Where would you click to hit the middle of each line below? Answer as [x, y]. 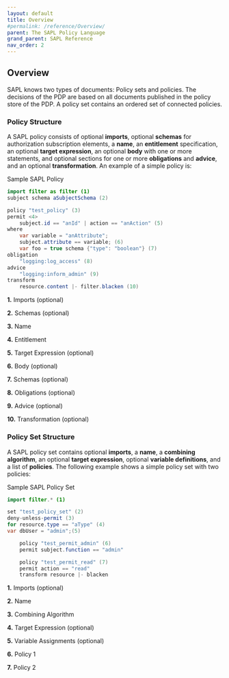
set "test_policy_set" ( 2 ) [45, 512]
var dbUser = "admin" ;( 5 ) [44, 531]
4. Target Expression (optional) [51, 628]
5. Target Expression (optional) [51, 353]
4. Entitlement [27, 340]
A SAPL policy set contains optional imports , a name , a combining [101, 452]
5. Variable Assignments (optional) [56, 641]
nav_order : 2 [26, 45]
